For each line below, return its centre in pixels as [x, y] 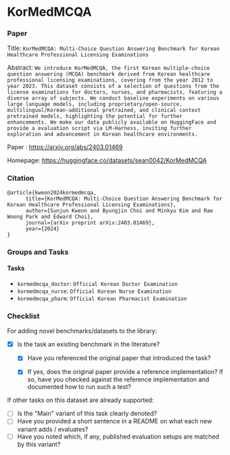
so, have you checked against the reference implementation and [118, 379]
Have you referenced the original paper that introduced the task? [119, 358]
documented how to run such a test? [79, 387]
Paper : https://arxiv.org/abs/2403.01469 [65, 147]
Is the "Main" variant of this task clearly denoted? [87, 414]
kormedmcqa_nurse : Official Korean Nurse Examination [94, 291]
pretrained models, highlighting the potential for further [95, 116]
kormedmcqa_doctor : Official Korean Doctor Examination [97, 283]
